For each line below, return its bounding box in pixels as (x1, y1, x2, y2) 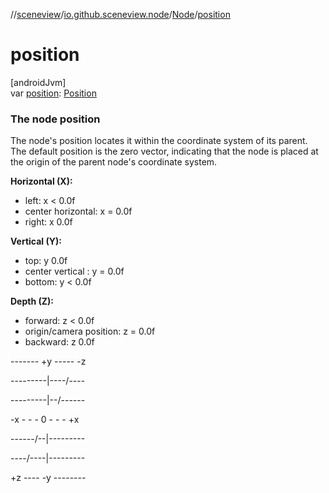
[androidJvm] (10, 76, 67, 88)
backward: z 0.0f (24, 336, 95, 348)
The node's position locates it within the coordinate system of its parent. (10, 135, 308, 147)
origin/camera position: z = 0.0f (24, 325, 156, 338)
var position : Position (10, 87, 97, 99)
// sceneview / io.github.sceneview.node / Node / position (10, 9, 231, 20)
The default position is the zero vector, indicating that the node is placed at (10, 145, 319, 158)
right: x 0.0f (24, 216, 73, 228)
